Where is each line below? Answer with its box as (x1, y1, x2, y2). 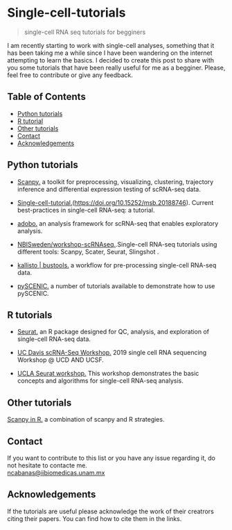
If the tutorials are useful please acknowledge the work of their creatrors (7, 507, 215, 515)
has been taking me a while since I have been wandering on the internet (7, 49, 213, 57)
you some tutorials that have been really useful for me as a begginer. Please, (7, 63, 226, 72)
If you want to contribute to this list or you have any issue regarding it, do (7, 454, 216, 462)
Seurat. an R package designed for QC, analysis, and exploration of (17, 328, 210, 336)
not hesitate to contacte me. (7, 461, 88, 470)
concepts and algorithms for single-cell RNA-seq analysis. (17, 376, 184, 385)
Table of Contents (7, 91, 87, 103)
